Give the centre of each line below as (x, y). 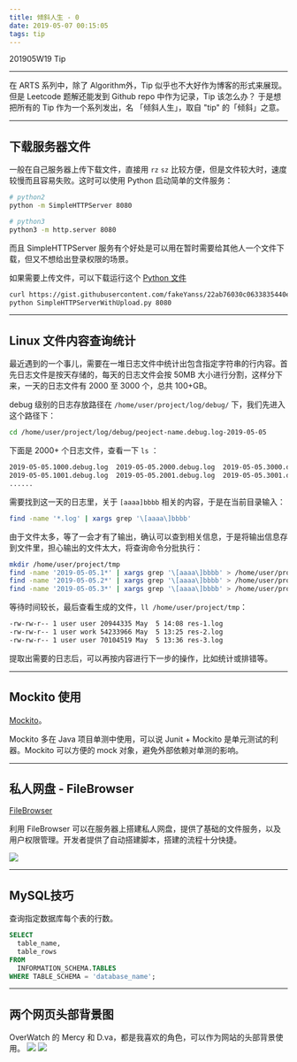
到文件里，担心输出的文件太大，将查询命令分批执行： (106, 547)
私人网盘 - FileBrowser (72, 789)
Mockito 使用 (46, 697)
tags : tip (27, 34)
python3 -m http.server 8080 (63, 230)
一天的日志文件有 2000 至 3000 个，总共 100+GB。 (118, 386)
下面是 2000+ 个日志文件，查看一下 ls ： (84, 450)
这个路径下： (32, 416)
